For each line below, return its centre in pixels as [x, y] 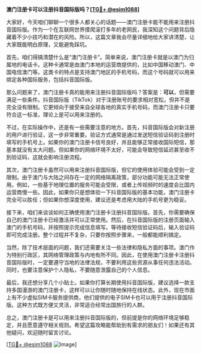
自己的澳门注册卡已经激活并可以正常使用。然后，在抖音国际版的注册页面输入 [100, 220]
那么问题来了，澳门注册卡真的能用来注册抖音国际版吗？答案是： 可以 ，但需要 [100, 92]
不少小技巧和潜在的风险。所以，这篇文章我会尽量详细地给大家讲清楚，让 [106, 37]
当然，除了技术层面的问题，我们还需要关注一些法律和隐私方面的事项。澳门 [98, 247]
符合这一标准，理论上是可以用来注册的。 [56, 115]
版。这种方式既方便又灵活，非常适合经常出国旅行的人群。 [77, 305]
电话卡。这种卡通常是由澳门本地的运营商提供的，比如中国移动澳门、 [106, 64]
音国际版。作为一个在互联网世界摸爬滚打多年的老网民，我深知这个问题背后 [98, 30]
